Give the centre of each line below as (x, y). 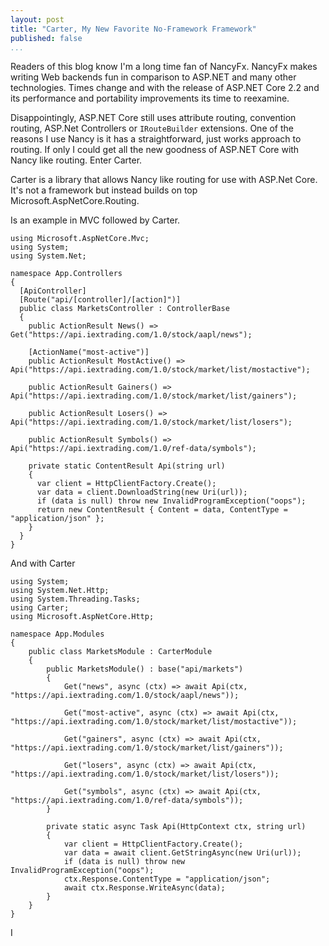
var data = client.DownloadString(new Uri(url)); (142, 492)
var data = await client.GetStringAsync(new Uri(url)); (182, 853)
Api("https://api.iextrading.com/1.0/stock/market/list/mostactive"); (160, 370)
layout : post (37, 19)
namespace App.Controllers (66, 274)
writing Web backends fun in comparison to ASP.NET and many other (153, 77)
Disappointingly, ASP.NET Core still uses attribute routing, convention (153, 118)
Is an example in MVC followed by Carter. (95, 220)
